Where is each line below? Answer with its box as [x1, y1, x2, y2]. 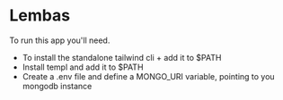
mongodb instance [22, 80, 93, 91]
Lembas [9, 5, 70, 26]
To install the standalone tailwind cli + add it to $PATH [22, 52, 222, 62]
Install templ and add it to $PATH [22, 62, 144, 72]
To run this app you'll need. [9, 35, 111, 46]
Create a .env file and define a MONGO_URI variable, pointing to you [22, 71, 276, 81]
